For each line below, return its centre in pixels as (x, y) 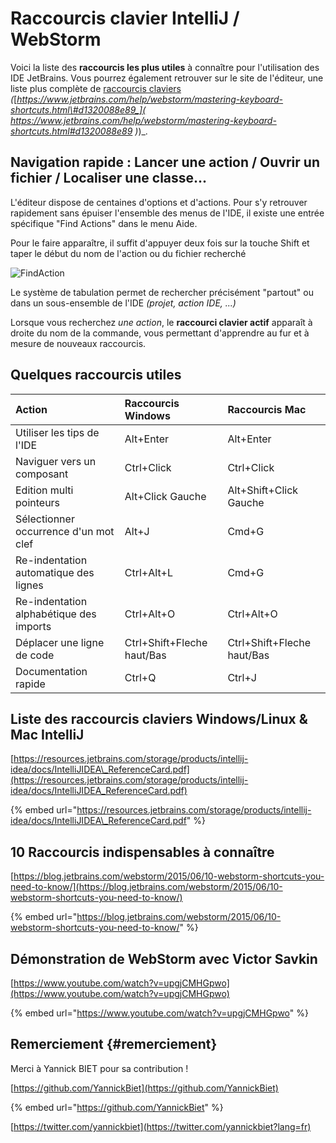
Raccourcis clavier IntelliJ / (125, 18)
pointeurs (38, 502)
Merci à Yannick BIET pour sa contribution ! (99, 1068)
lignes (29, 585)
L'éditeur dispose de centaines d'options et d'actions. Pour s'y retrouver (159, 202)
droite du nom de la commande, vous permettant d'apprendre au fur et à (160, 333)
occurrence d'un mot (65, 531)
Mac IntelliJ (47, 734)
